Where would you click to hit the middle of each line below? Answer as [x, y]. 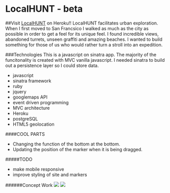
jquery [19, 91]
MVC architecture [31, 108]
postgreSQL [25, 118]
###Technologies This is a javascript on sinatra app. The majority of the [81, 55]
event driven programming [41, 102]
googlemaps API [30, 97]
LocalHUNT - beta [44, 9]
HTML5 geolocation [33, 124]
